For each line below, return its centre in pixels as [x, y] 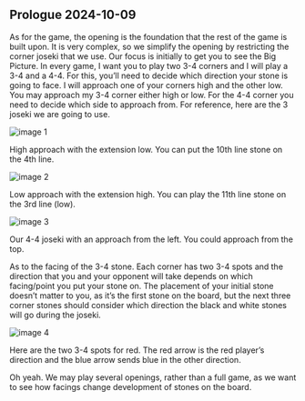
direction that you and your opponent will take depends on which [131, 276]
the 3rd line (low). [42, 204]
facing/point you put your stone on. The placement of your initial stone [142, 286]
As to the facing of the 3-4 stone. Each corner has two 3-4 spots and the [147, 266]
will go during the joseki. [56, 315]
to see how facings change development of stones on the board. [131, 386]
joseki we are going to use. [60, 114]
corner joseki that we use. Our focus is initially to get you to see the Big [143, 56]
